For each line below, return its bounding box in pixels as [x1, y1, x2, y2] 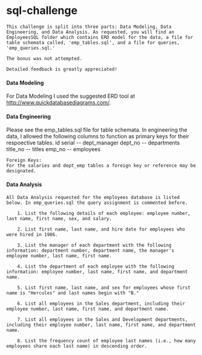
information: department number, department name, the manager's [6, 247, 174, 254]
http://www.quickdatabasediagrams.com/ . [6, 99, 111, 106]
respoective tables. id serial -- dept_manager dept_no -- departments [6, 139, 180, 146]
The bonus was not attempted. [6, 55, 83, 61]
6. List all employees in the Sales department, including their [17, 300, 186, 306]
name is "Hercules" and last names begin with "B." [6, 289, 139, 296]
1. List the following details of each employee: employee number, [17, 210, 191, 216]
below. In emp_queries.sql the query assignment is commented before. [6, 200, 188, 206]
